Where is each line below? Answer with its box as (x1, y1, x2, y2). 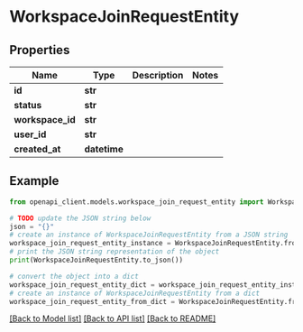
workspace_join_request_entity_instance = (9, 239, 171, 248)
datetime (84, 143, 124, 155)
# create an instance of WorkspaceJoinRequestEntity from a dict (9, 289, 260, 298)
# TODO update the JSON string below (9, 214, 151, 223)
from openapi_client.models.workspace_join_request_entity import (9, 197, 264, 207)
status (14, 99, 42, 111)
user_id (14, 128, 47, 141)
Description (132, 69, 184, 81)
